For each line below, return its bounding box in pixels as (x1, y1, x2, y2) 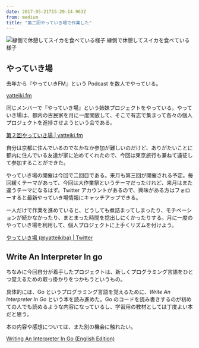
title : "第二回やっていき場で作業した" (6, 20, 92, 26)
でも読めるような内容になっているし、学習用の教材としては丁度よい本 (21, 303, 193, 310)
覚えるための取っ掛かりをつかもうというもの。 (11, 276, 126, 283)
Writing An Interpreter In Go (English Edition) (6, 335, 115, 342)
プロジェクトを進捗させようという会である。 (6, 119, 116, 126)
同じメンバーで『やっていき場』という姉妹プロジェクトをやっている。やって (6, 105, 193, 112)
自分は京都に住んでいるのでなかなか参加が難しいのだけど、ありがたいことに (6, 144, 193, 151)
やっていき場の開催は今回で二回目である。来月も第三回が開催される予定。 (6, 172, 188, 179)
